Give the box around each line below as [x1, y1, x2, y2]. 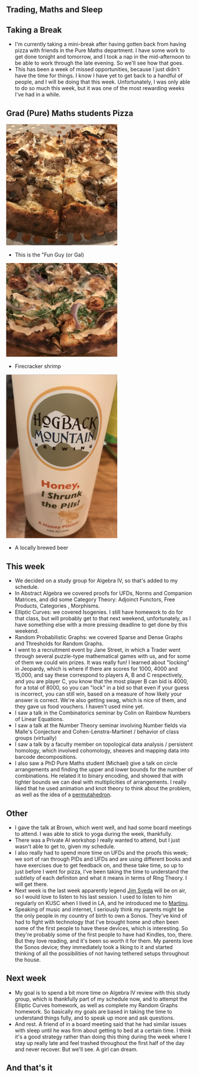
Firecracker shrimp [14, 363, 61, 370]
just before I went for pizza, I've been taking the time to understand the [14, 868, 188, 876]
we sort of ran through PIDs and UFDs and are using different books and [14, 855, 192, 863]
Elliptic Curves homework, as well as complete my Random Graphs [14, 1001, 178, 1009]
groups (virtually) [14, 735, 57, 742]
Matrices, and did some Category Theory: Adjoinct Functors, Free [14, 596, 175, 603]
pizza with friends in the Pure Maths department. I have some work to [14, 47, 185, 54]
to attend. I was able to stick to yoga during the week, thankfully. [14, 831, 173, 838]
